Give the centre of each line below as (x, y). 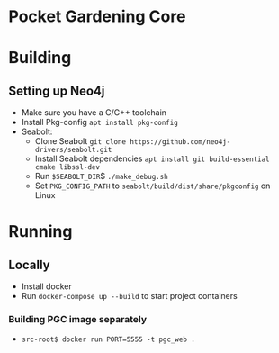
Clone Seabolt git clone (81, 141)
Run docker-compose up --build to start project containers (129, 296)
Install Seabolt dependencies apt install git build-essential (153, 158)
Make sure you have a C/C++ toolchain (94, 113)
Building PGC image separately (78, 320)
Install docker (47, 286)
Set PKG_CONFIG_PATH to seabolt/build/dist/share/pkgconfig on (153, 186)
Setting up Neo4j (57, 91)
